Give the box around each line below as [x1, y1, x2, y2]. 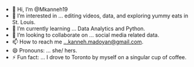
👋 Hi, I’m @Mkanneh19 [11, 6, 68, 13]
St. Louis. [11, 19, 36, 25]
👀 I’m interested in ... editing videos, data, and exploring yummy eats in [11, 12, 189, 19]
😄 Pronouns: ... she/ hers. [11, 47, 77, 54]
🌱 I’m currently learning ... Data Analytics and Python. [11, 25, 146, 32]
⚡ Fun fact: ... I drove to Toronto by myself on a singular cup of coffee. [11, 54, 187, 60]
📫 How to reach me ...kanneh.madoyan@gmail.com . [11, 38, 144, 45]
